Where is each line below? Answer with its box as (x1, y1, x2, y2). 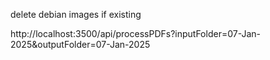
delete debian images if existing (10, 9, 142, 20)
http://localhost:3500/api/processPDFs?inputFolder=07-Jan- (10, 28, 262, 39)
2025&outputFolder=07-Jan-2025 (10, 39, 151, 50)
